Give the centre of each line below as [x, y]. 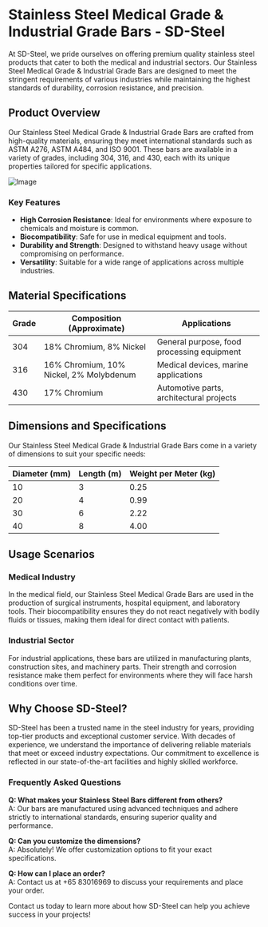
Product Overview [54, 113]
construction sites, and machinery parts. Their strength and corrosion [122, 666]
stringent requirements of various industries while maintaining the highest [129, 79]
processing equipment [199, 352]
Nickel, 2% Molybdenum [90, 375]
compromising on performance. [72, 254]
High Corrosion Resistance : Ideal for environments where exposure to [136, 220]
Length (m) [100, 473]
